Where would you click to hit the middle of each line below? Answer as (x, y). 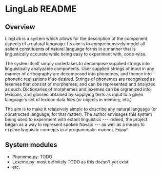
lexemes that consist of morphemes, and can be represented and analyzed (81, 84)
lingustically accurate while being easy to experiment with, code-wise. (76, 54)
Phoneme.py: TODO (32, 157)
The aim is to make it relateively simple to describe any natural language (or (81, 109)
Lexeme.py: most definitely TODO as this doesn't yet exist (70, 162)
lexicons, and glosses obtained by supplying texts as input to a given (74, 94)
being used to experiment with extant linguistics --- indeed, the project (76, 119)
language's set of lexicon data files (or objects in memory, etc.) (69, 100)
